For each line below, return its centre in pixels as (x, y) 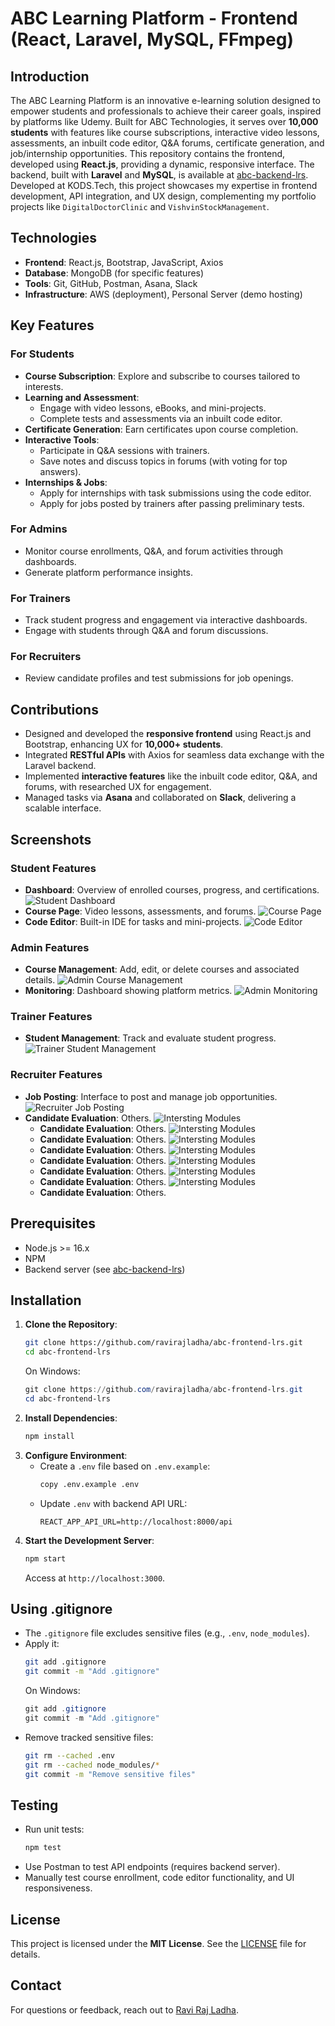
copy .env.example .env (89, 1484)
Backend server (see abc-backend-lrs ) (105, 1269)
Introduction (50, 76)
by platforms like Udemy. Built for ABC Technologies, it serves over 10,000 (164, 121)
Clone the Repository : (71, 1324)
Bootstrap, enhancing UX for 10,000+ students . (124, 744)
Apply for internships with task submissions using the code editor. (175, 493)
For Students (42, 354)
